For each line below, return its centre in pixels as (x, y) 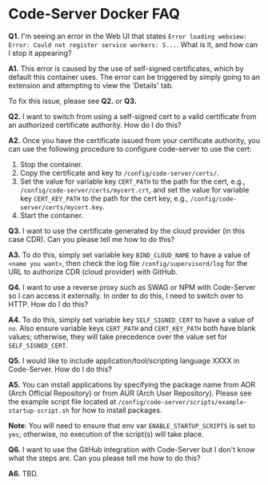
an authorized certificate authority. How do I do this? (95, 125)
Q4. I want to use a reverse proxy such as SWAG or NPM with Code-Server (132, 287)
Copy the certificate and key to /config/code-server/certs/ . (119, 173)
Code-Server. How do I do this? (60, 369)
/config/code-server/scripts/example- (182, 402)
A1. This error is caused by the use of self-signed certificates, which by (126, 68)
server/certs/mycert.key (61, 207)
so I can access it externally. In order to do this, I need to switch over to (126, 296)
